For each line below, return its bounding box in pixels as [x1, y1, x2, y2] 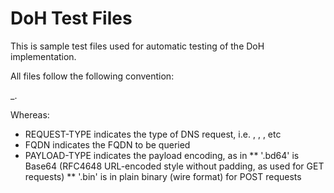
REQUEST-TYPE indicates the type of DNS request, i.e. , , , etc [24, 128, 282, 140]
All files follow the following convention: [10, 70, 175, 82]
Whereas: [10, 108, 50, 121]
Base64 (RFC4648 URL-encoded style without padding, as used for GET [24, 160, 325, 172]
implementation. [10, 50, 77, 62]
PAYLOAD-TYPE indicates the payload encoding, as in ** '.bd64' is [24, 149, 300, 161]
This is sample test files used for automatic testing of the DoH [10, 40, 265, 52]
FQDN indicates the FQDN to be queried [24, 138, 191, 151]
